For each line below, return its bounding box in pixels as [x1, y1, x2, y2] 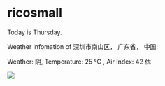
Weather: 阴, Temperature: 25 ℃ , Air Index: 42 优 [7, 57, 152, 66]
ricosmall [7, 5, 63, 21]
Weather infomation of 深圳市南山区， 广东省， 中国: [7, 42, 159, 50]
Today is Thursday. [7, 28, 62, 36]
